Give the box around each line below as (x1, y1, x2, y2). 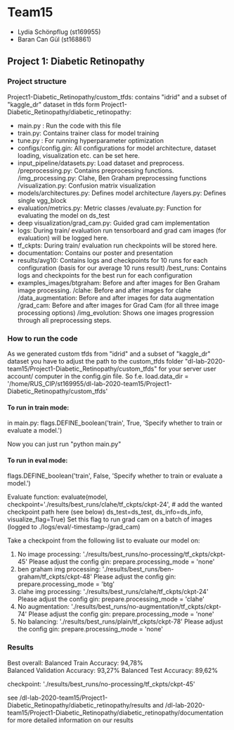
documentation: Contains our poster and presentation (17, 248, 174, 257)
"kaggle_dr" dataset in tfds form (7, 100, 100, 109)
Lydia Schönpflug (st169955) (17, 27, 101, 36)
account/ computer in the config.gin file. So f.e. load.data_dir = (7, 371, 189, 381)
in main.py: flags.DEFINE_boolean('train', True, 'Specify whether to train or (7, 419, 223, 427)
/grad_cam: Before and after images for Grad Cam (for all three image (17, 301, 219, 309)
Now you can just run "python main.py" (7, 440, 122, 448)
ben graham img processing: (17, 565, 101, 574)
